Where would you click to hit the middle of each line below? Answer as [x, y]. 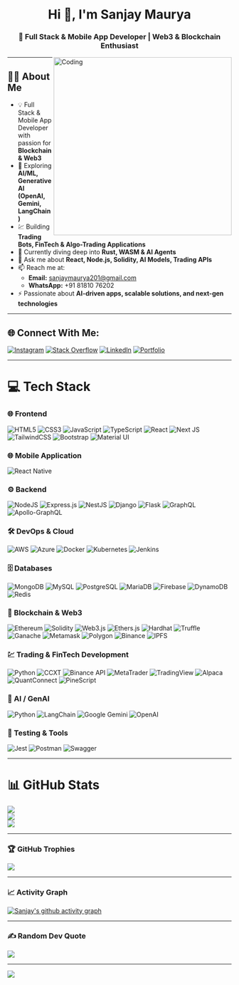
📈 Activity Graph [38, 892]
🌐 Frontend [27, 414]
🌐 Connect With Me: [53, 333]
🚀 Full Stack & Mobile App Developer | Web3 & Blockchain [119, 37]
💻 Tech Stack [49, 387]
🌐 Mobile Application [44, 455]
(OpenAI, [31, 196]
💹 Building [33, 226]
